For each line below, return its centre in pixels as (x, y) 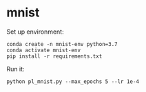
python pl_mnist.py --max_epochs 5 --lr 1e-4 (73, 81)
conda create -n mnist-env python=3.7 (62, 44)
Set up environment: (35, 32)
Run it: (15, 69)
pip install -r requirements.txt (54, 56)
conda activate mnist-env (43, 50)
